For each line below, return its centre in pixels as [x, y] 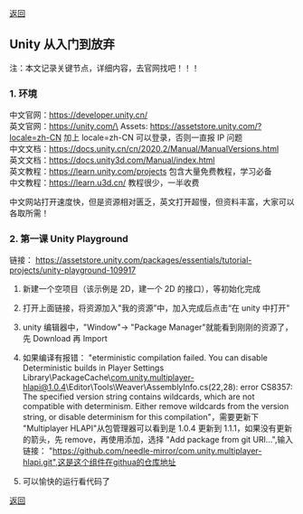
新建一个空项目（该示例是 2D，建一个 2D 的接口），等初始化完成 [141, 289]
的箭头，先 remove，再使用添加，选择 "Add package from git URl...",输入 [158, 440]
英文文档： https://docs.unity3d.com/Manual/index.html [112, 160]
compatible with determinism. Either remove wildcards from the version [156, 407]
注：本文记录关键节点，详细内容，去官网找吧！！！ [104, 68]
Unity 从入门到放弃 [62, 45]
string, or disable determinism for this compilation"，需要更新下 [141, 417]
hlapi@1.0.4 [44, 388]
